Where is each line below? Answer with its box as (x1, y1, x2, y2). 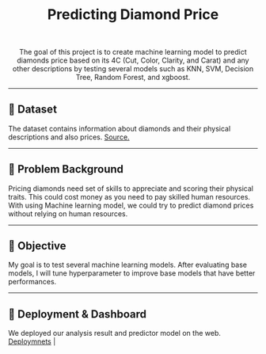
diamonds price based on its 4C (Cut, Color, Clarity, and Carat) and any (17, 55, 249, 65)
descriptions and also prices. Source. (8, 132, 130, 142)
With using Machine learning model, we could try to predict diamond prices (8, 200, 254, 210)
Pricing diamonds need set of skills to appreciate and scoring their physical (8, 184, 253, 193)
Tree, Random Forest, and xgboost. (75, 72, 191, 82)
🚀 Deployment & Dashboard (8, 307, 146, 321)
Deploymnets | (8, 337, 56, 346)
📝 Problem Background (8, 162, 124, 176)
